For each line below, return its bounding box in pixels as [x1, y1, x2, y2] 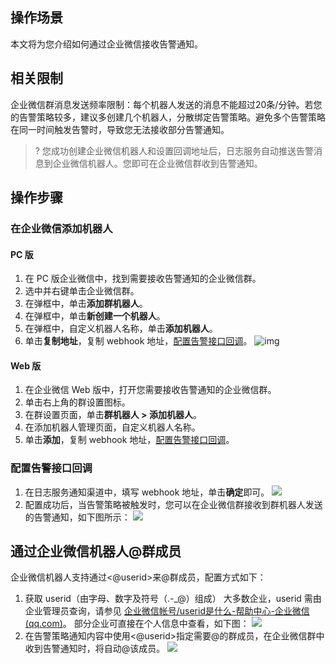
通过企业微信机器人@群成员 [10, 543, 182, 560]
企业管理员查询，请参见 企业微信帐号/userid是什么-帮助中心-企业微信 [24, 605, 310, 617]
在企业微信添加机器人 [10, 221, 113, 235]
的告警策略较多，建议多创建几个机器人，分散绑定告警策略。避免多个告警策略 [10, 111, 326, 123]
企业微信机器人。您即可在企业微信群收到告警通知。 [52, 157, 263, 169]
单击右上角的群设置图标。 [24, 396, 131, 408]
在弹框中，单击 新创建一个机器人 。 [24, 310, 166, 322]
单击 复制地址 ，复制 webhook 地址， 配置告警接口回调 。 [24, 335, 253, 347]
